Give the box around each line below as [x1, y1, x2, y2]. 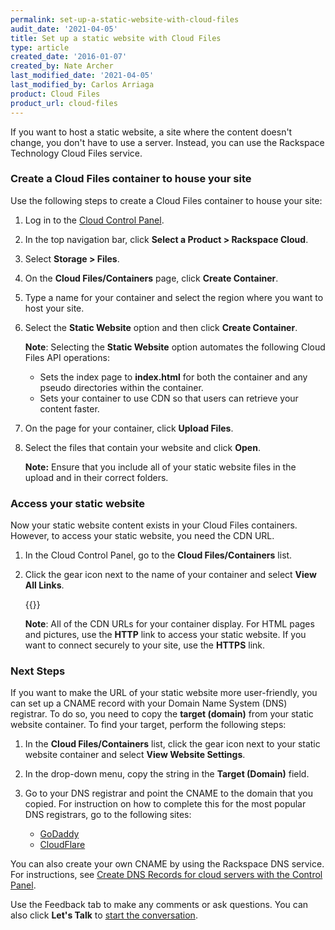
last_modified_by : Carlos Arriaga [10, 80, 155, 90]
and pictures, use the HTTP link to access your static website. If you [24, 629, 307, 641]
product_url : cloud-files [10, 98, 118, 108]
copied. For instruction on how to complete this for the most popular [24, 798, 307, 810]
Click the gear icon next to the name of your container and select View [24, 569, 317, 581]
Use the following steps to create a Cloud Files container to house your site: [10, 194, 323, 206]
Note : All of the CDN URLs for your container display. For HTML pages [24, 618, 315, 630]
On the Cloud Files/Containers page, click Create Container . [24, 272, 279, 284]
